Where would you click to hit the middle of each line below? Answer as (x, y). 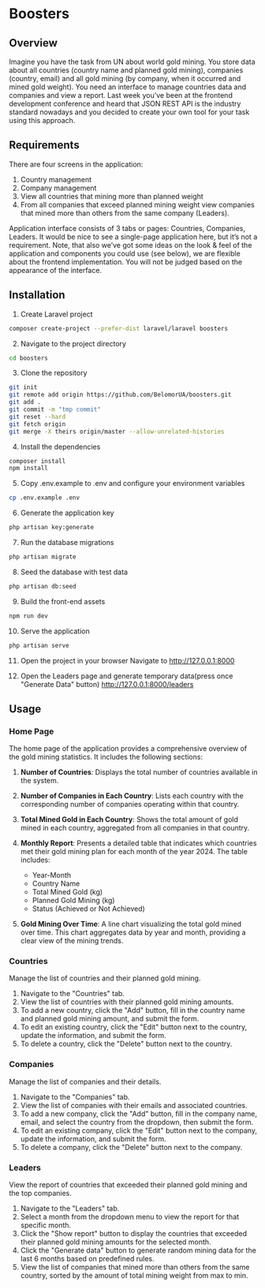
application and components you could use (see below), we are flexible (125, 253)
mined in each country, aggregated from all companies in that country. (135, 828)
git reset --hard (37, 416)
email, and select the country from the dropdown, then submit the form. (137, 1122)
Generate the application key (67, 513)
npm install (28, 469)
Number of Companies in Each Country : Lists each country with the (132, 796)
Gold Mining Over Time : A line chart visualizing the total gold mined (131, 924)
